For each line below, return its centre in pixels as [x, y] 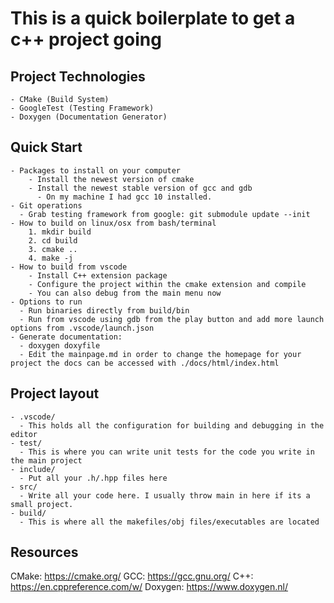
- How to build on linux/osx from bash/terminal [113, 223]
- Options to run [46, 302]
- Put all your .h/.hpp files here [93, 478]
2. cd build [53, 240]
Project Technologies [78, 76]
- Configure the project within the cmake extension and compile [167, 284]
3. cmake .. [53, 249]
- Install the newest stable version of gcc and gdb [140, 188]
